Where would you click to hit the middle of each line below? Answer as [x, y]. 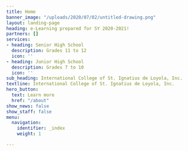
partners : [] [22, 34]
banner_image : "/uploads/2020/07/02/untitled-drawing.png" [81, 17]
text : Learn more [33, 95]
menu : [13, 117]
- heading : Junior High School [45, 61]
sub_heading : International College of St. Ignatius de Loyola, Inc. [95, 78]
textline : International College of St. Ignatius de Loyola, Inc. [90, 84]
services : [19, 39]
